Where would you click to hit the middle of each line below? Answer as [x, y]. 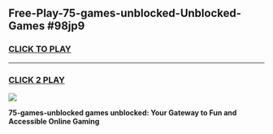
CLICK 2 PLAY [37, 80]
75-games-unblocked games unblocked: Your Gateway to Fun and [123, 112]
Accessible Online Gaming [54, 121]
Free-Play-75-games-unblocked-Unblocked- [125, 13]
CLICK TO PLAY [40, 50]
